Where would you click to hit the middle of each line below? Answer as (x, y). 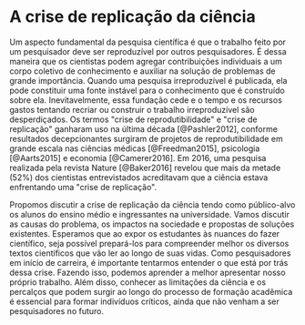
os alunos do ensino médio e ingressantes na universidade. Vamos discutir (149, 214)
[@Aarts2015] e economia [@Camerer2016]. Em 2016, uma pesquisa (138, 157)
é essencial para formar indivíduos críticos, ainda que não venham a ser (144, 301)
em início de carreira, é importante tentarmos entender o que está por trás (149, 262)
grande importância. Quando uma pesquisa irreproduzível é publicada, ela (148, 80)
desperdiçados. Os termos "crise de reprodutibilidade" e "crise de (133, 119)
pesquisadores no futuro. (57, 310)
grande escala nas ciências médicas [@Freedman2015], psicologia (135, 148)
